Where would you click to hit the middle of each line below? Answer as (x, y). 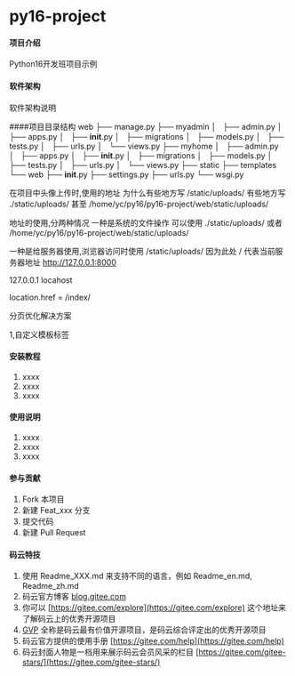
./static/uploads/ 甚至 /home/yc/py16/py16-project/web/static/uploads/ (139, 204)
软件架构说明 (32, 108)
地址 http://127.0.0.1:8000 (71, 262)
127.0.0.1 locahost (41, 280)
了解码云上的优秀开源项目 (69, 619)
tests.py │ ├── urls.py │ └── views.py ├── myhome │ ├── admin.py (144, 146)
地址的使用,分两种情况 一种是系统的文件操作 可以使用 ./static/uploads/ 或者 (146, 222)
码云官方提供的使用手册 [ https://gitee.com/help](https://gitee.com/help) (153, 641)
